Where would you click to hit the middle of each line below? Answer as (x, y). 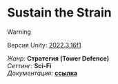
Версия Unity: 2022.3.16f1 (44, 45)
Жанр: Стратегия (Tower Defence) (58, 58)
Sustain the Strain (59, 13)
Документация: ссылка (42, 73)
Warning (19, 32)
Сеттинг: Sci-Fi (29, 65)
